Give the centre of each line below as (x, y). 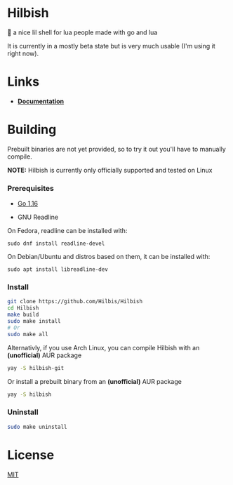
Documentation (41, 101)
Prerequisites (31, 188)
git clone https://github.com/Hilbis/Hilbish (75, 302)
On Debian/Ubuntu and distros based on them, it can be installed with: (109, 257)
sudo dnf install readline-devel (56, 244)
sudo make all (28, 334)
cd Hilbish (23, 308)
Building (32, 129)
